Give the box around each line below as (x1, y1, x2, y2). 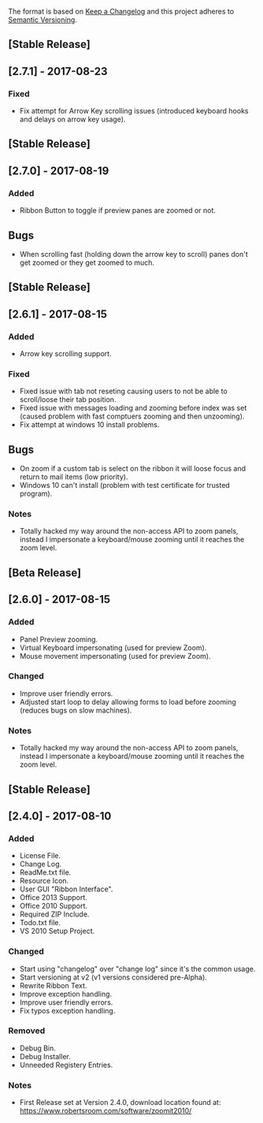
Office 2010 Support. (19, 902, 88, 911)
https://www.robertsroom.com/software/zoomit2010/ (19, 1106, 192, 1116)
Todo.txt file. (19, 918, 61, 928)
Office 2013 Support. (19, 893, 88, 902)
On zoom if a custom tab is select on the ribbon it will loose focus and (19, 464, 246, 474)
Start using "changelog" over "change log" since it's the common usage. (19, 964, 256, 973)
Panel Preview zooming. (19, 634, 98, 644)
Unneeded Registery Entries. (19, 1060, 113, 1069)
